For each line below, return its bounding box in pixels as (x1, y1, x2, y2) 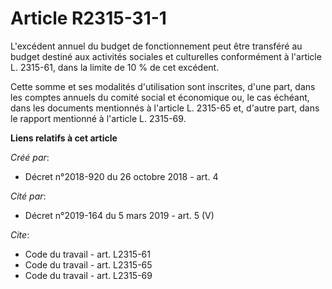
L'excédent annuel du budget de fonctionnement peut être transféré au (10, 40, 303, 52)
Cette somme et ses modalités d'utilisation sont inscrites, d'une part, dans (10, 80, 316, 92)
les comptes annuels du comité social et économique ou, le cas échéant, (10, 91, 310, 103)
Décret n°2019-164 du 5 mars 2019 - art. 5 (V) (24, 209, 215, 221)
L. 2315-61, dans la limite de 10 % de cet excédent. (10, 61, 220, 73)
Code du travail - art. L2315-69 (24, 269, 153, 281)
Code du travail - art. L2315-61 (24, 248, 151, 260)
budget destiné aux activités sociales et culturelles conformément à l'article (10, 50, 322, 62)
